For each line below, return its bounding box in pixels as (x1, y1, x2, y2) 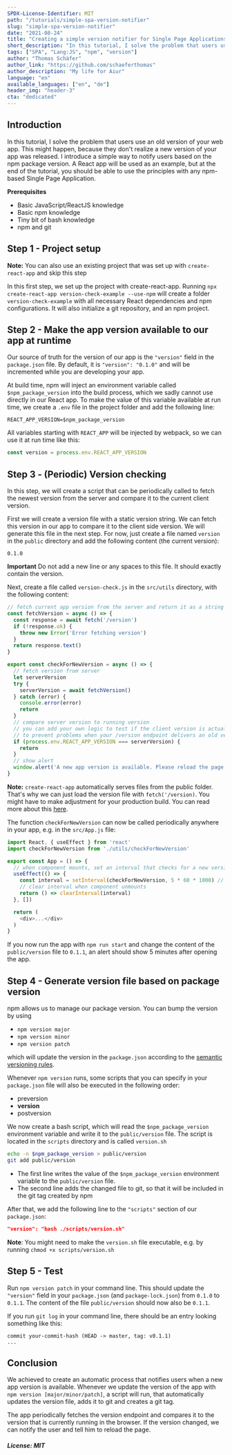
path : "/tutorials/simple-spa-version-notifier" (7, 17, 150, 23)
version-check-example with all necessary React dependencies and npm (7, 296, 212, 305)
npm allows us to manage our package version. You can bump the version (7, 1004, 218, 1012)
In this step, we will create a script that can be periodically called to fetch (7, 487, 215, 495)
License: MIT (7, 1441, 46, 1449)
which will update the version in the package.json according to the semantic (7, 1053, 223, 1061)
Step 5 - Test (7, 1265, 64, 1278)
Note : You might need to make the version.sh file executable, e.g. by (7, 1237, 204, 1246)
